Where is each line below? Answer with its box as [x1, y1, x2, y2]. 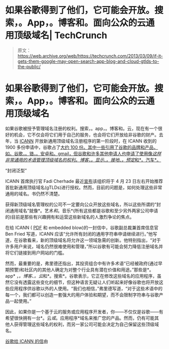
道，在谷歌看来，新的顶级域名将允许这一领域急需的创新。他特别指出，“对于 [5, 237, 161, 243]
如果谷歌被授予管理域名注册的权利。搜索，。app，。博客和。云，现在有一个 [5, 125, 158, 131]
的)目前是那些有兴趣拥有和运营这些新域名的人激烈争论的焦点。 [5, 214, 134, 220]
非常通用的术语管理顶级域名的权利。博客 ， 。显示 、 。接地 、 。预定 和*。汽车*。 [5, 157, 161, 163]
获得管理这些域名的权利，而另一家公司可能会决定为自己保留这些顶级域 [14, 321, 159, 327]
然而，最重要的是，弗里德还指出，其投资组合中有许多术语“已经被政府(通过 [5, 260, 158, 266]
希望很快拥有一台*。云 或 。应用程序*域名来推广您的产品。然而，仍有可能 [5, 315, 155, 321]
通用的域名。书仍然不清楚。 [5, 190, 63, 196]
